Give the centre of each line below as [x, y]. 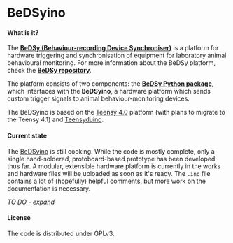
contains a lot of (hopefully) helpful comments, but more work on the [107, 181]
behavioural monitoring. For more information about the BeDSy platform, [111, 63]
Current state [27, 135]
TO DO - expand [31, 202]
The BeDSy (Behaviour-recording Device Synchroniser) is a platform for [113, 48]
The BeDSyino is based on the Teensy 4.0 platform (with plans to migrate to [116, 112]
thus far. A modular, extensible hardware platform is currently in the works [114, 166]
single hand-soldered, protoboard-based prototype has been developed [111, 159]
